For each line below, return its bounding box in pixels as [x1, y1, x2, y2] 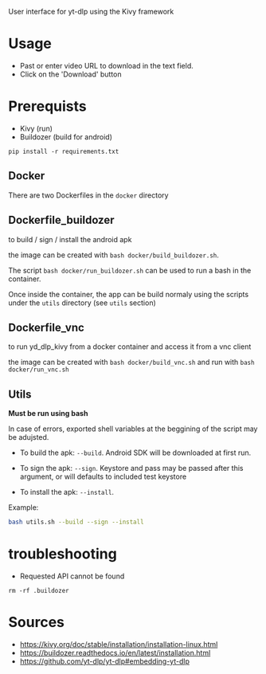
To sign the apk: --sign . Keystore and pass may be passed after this [19, 464, 244, 473]
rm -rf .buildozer [8, 586, 69, 594]
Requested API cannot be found [19, 571, 125, 581]
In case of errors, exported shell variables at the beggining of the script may [8, 424, 258, 433]
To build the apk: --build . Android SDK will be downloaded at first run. [19, 448, 252, 457]
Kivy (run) [19, 123, 53, 133]
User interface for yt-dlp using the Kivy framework [8, 7, 174, 16]
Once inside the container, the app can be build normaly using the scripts [8, 289, 249, 299]
